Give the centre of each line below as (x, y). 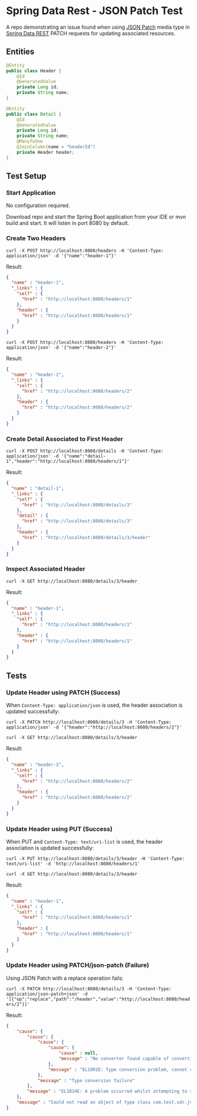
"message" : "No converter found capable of (113, 1059)
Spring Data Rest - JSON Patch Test (94, 11)
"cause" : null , (78, 1053)
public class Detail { (34, 114)
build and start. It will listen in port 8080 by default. (68, 223)
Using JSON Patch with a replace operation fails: (65, 978)
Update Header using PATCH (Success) (63, 692)
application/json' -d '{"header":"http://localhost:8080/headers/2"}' (94, 727)
